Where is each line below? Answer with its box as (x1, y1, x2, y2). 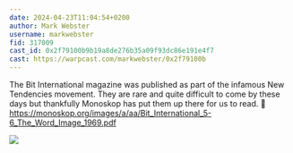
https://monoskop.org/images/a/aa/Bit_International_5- (9, 108, 212, 118)
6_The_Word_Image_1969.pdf (9, 117, 116, 128)
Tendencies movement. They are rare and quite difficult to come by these (9, 89, 280, 99)
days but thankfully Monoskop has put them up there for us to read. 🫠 (9, 98, 266, 108)
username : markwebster (9, 30, 94, 38)
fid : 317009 (9, 38, 54, 47)
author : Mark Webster (9, 21, 90, 30)
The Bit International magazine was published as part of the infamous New (9, 80, 285, 89)
